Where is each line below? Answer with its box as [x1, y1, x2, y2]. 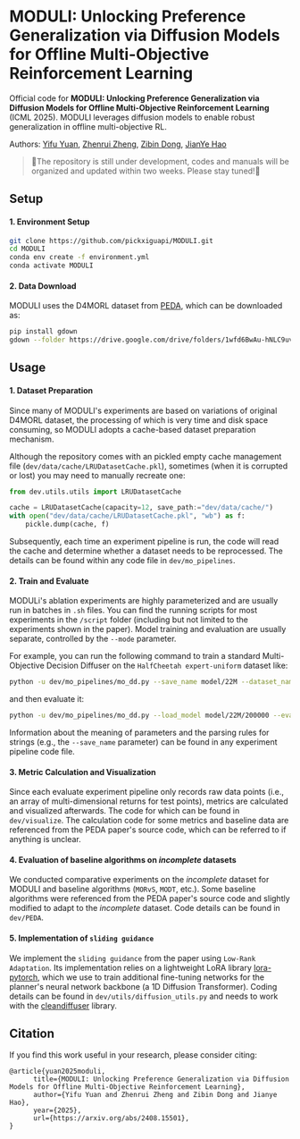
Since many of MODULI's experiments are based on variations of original [9, 405, 278, 416]
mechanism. [9, 434, 54, 444]
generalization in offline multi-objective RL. [9, 121, 167, 131]
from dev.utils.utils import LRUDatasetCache [9, 487, 181, 496]
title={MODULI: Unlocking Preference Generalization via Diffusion [32, 1075, 290, 1084]
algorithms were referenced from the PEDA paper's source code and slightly [9, 893, 290, 904]
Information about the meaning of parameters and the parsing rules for [9, 727, 270, 738]
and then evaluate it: [9, 694, 85, 704]
